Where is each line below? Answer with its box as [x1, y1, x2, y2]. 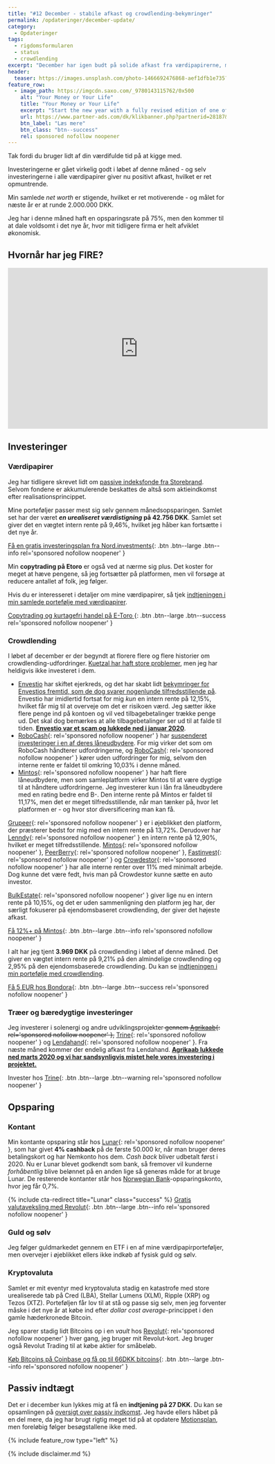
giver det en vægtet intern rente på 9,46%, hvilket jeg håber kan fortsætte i [8, 520, 222, 529]
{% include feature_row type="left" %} [8, 1436, 118, 1445]
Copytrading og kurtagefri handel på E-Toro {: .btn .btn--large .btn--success [8, 611, 227, 620]
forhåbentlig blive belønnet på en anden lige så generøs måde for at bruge [8, 1167, 221, 1176]
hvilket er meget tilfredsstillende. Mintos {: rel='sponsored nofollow [8, 841, 198, 849]
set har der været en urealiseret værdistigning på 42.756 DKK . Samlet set [8, 513, 222, 521]
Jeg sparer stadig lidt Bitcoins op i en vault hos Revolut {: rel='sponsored [8, 1327, 215, 1335]
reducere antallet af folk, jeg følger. [8, 577, 108, 585]
